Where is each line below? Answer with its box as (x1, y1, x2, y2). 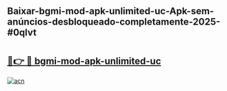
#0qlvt (7, 27, 37, 38)
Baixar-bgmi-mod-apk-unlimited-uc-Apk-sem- (7, 5, 215, 17)
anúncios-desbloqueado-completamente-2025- (7, 16, 221, 28)
